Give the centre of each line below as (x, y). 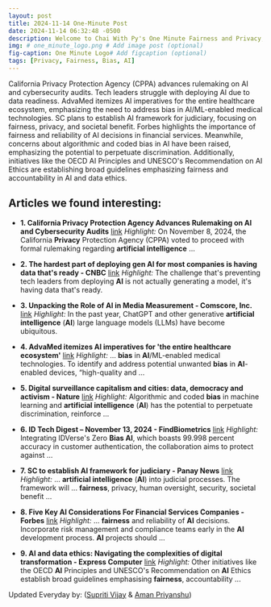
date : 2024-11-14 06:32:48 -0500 (65, 31)
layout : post (30, 16)
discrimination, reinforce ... (65, 414)
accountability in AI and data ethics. (68, 177)
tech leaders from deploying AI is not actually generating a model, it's (135, 281)
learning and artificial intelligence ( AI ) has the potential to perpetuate (136, 405)
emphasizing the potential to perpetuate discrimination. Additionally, (122, 152)
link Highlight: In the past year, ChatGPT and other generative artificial (137, 314)
